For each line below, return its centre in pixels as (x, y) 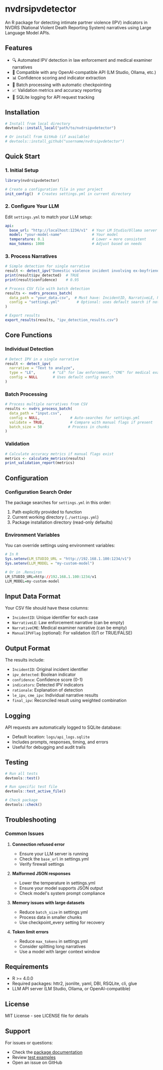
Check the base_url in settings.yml (54, 859)
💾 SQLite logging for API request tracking (53, 97)
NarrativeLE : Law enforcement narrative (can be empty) (68, 623)
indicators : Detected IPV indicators (48, 685)
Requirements (27, 967)
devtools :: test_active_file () (36, 791)
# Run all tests (21, 773)
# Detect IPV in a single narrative (42, 359)
